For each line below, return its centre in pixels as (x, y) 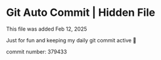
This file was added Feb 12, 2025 (47, 29)
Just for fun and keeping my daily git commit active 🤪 (71, 40)
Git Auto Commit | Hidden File (81, 13)
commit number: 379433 (37, 51)
